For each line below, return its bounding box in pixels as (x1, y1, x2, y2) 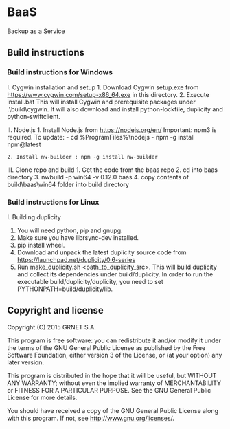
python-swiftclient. (7, 112, 60, 120)
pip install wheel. (16, 241, 65, 249)
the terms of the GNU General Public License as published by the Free (7, 343, 206, 351)
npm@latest (7, 140, 41, 148)
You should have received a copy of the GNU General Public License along (7, 406, 218, 415)
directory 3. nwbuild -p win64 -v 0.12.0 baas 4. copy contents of (7, 173, 189, 181)
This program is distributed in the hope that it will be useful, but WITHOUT (7, 371, 217, 379)
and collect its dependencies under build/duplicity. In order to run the (16, 269, 214, 278)
